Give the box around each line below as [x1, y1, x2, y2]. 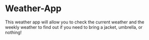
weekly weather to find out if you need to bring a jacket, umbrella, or [5, 24, 143, 30]
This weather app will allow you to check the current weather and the [5, 19, 145, 25]
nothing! [5, 29, 22, 35]
